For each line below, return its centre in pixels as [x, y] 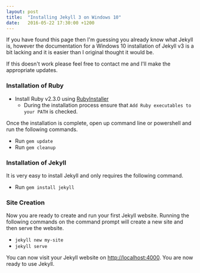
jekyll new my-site [39, 240]
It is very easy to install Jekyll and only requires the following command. [95, 175]
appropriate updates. [32, 70]
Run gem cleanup [35, 147]
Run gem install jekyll [44, 187]
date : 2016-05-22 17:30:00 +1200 [50, 23]
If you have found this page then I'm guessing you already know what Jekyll [100, 40]
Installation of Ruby [35, 86]
